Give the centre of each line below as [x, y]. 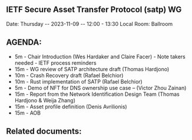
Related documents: [44, 131]
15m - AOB [28, 113]
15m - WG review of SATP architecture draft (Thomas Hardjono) [92, 69]
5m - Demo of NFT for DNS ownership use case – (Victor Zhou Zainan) [100, 88]
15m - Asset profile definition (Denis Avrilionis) [71, 106]
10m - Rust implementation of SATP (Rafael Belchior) [78, 81]
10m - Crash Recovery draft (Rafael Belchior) [69, 75]
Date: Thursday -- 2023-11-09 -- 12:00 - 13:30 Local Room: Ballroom [90, 24]
